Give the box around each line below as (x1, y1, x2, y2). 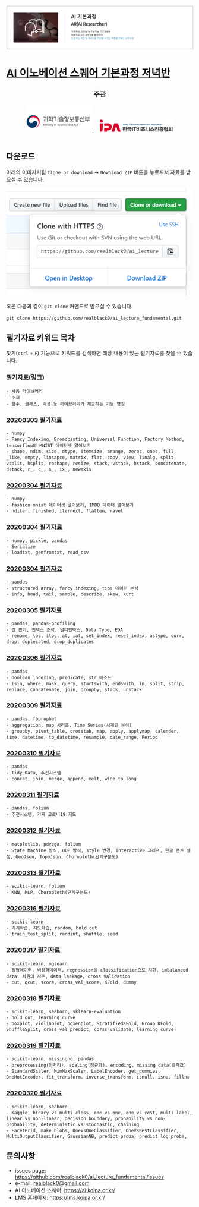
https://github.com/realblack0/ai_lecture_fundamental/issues (14, 1173, 165, 1181)
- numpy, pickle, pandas (6, 537, 68, 544)
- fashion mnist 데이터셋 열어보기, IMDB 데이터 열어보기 (6, 502, 134, 508)
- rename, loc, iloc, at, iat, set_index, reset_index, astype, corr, (6, 633, 185, 639)
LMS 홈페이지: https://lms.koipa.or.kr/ (14, 1194, 105, 1202)
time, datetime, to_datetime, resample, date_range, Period (6, 734, 159, 740)
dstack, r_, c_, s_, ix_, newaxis (6, 467, 92, 472)
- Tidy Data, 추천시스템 (6, 770, 61, 776)
